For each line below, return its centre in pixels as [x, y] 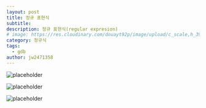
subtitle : [19, 23]
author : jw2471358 [30, 57]
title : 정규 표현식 [28, 18]
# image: [17, 35]
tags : [13, 46]
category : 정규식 [27, 40]
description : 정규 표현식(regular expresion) [62, 29]
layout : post [23, 12]
